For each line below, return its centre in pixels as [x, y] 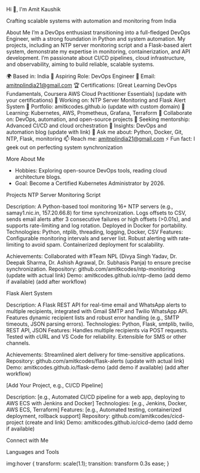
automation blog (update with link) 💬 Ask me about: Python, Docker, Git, [95, 132]
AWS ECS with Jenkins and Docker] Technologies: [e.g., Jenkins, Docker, [97, 403]
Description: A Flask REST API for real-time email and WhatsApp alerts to [96, 305]
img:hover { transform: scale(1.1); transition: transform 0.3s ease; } [88, 463]
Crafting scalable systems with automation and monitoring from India [91, 21]
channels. [18, 343]
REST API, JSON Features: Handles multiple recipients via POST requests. [97, 330]
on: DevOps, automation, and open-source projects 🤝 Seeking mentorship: [98, 119]
